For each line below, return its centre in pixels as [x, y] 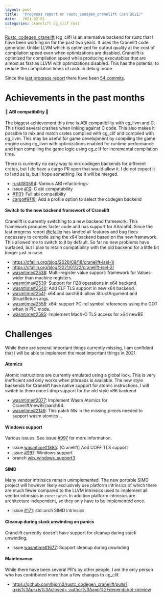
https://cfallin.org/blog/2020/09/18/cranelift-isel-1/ [63, 262]
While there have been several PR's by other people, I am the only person [79, 570]
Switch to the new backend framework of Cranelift [57, 210]
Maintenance [19, 559]
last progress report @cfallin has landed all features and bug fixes [71, 232]
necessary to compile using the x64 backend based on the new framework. [81, 237]
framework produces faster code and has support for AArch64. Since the [79, 226]
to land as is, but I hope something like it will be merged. [62, 174]
